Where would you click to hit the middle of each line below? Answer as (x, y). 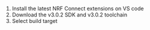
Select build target (35, 21)
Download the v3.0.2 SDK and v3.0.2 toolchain (70, 15)
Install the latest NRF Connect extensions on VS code (78, 9)
